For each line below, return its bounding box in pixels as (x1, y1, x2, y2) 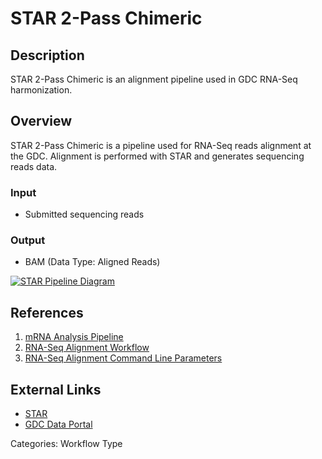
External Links (10, 381, 102, 398)
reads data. (10, 160, 58, 172)
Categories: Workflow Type (10, 438, 123, 450)
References (10, 304, 84, 321)
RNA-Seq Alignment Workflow (24, 342, 150, 354)
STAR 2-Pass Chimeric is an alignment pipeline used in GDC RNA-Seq (10, 73, 298, 85)
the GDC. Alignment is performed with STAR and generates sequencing (10, 150, 305, 162)
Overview (10, 113, 73, 130)
